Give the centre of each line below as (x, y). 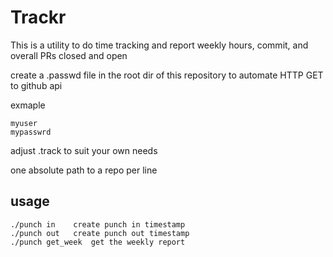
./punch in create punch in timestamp (98, 224)
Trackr (38, 17)
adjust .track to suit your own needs (84, 150)
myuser (24, 123)
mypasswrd (31, 132)
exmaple (28, 105)
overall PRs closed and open (69, 55)
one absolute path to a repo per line (84, 170)
